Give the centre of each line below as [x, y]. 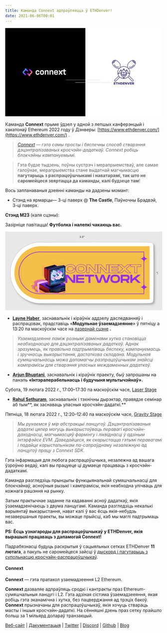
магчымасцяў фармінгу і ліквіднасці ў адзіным [94, 434]
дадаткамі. [17, 470]
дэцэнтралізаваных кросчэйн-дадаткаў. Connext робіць [78, 150]
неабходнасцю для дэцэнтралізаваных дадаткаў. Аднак [78, 344]
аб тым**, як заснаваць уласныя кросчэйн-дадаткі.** [69, 405]
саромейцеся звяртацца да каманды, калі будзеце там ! [79, 181]
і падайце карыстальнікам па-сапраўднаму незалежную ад [82, 445]
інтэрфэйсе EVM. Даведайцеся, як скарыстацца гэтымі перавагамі [90, 439]
